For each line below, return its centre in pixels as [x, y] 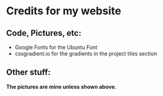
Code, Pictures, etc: [44, 33]
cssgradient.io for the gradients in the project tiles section [86, 54]
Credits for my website [64, 11]
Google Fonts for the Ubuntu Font [56, 47]
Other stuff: [28, 72]
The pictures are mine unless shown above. [61, 86]
